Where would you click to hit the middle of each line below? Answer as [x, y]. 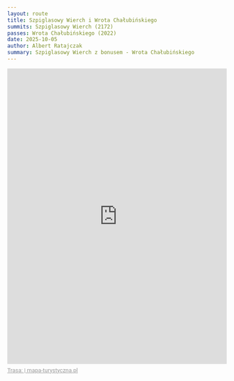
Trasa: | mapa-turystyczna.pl [43, 370]
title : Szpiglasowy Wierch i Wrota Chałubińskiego [82, 20]
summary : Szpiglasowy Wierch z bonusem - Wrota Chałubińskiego [101, 53]
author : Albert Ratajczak [45, 46]
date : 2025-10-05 [32, 40]
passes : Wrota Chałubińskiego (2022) [62, 33]
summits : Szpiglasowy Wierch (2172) [60, 26]
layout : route [28, 14]
